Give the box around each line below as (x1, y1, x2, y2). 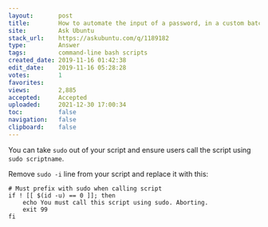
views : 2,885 (8, 86, 77, 94)
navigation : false (8, 116, 77, 124)
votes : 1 (8, 71, 62, 79)
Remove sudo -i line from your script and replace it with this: (8, 169, 209, 178)
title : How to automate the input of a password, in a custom (8, 19, 245, 27)
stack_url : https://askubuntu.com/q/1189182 (8, 34, 170, 42)
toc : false (8, 109, 77, 117)
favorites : (8, 78, 45, 86)
